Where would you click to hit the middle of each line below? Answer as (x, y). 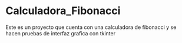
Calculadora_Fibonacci (63, 11)
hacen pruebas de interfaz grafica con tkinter (61, 33)
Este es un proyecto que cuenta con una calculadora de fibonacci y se (91, 27)
